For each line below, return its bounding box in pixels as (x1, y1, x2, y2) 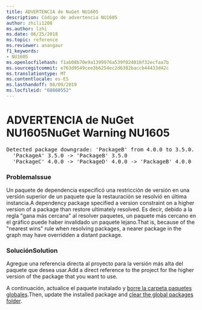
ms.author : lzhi (6, 25, 47, 32)
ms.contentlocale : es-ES (6, 76, 69, 82)
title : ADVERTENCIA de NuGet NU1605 (6, 8, 99, 15)
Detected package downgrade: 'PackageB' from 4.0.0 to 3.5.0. (6, 146, 195, 153)
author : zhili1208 (6, 20, 53, 26)
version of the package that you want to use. (6, 273, 118, 280)
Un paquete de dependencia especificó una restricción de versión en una (6, 186, 190, 194)
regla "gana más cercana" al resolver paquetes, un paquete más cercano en (6, 212, 197, 220)
